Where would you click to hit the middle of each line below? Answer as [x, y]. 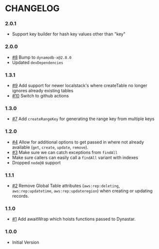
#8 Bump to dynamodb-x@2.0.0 [42, 57]
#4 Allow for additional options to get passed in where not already [78, 142]
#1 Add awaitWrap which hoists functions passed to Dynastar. [74, 219]
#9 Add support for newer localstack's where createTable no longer [80, 86]
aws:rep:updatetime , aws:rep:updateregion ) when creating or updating [82, 191]
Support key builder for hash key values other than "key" [69, 34]
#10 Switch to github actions [40, 96]
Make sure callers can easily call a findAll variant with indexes [75, 157]
